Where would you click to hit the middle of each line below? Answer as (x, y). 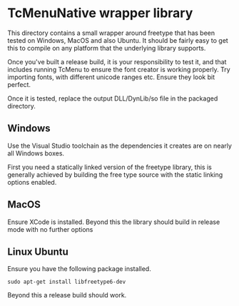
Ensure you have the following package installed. (79, 269)
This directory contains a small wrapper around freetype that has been (111, 33)
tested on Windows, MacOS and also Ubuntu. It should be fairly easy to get (118, 40)
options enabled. (32, 182)
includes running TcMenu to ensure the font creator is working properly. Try (119, 69)
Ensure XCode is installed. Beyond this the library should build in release (114, 222)
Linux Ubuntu (38, 251)
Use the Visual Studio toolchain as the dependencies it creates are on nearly (119, 146)
